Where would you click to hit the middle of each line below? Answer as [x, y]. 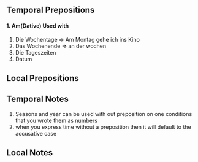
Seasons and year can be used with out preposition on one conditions [104, 114]
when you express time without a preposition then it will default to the [103, 127]
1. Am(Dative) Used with [38, 25]
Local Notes [30, 153]
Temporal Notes [37, 99]
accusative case [36, 133]
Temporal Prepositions [51, 10]
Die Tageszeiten [36, 52]
